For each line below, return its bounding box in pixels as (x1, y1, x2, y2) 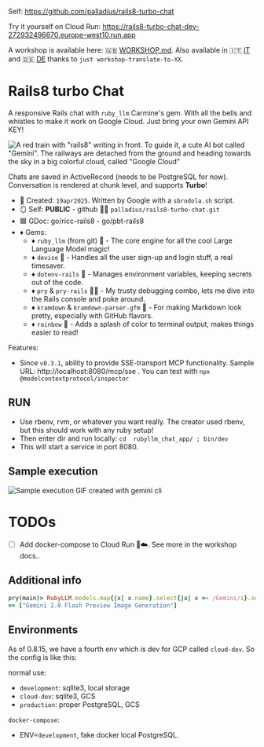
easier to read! (31, 328, 79, 337)
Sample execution (8, 465, 98, 478)
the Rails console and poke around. (31, 294, 145, 303)
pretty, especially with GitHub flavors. (31, 310, 153, 320)
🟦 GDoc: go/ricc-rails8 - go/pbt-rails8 (19, 216, 145, 225)
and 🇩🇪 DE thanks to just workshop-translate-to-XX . (8, 54, 184, 64)
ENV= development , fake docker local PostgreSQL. (19, 730, 179, 739)
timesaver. (31, 261, 65, 270)
